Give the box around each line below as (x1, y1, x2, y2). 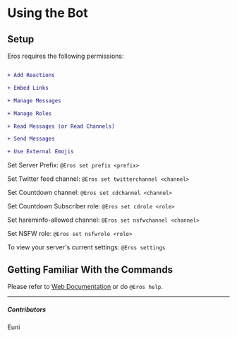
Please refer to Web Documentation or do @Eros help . (7, 282, 164, 290)
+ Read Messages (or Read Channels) (7, 122, 115, 130)
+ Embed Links (7, 84, 49, 91)
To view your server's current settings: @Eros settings (7, 243, 166, 252)
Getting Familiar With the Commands (7, 264, 174, 276)
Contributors (7, 305, 47, 314)
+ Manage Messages (7, 97, 61, 104)
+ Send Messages (7, 136, 55, 143)
